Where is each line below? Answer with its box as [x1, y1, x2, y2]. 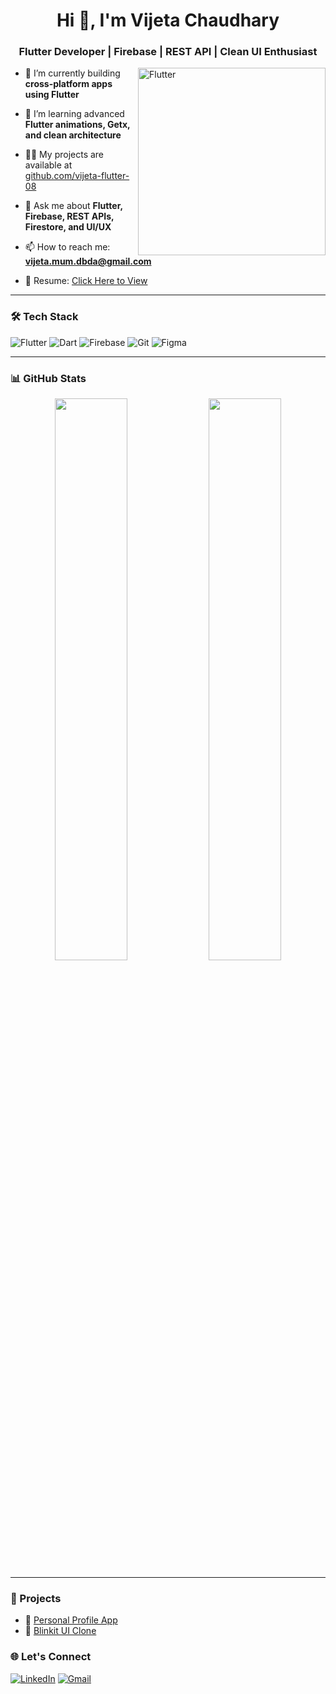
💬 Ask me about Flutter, [24, 200, 123, 212]
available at [24, 159, 73, 171]
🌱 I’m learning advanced [24, 108, 125, 120]
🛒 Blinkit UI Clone [24, 1625, 97, 1637]
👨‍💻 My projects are [24, 149, 105, 161]
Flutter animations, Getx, [24, 119, 131, 131]
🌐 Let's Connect [10, 1650, 92, 1664]
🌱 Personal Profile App [24, 1614, 118, 1626]
